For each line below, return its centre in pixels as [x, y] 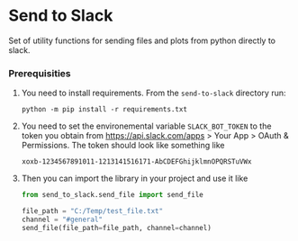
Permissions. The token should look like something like [123, 146]
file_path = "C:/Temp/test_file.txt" [92, 211]
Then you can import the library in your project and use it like [135, 179]
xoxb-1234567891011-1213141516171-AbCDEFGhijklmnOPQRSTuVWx [136, 162]
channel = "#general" [62, 219]
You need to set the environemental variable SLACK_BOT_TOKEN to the [146, 126]
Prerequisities [40, 73]
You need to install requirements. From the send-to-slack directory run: [154, 93]
